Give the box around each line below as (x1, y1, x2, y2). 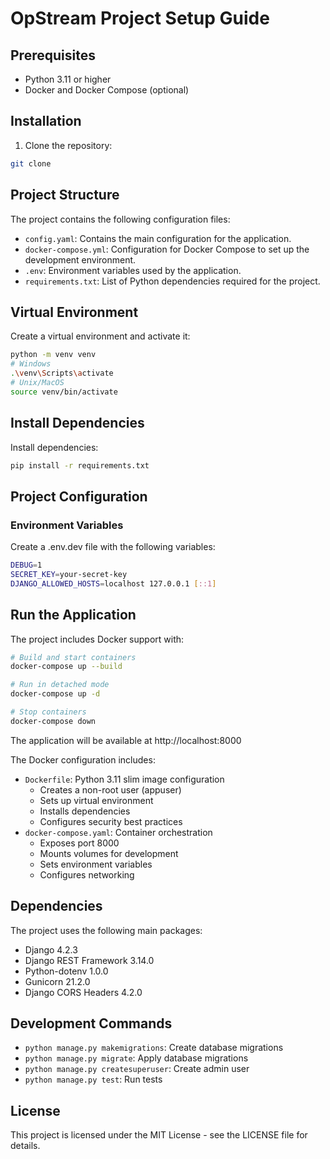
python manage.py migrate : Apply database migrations (24, 1052, 249, 1064)
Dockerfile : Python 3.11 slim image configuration (24, 773, 225, 785)
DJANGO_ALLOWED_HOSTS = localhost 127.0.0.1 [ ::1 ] (10, 578, 217, 589)
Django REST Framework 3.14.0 (24, 954, 155, 966)
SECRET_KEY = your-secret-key (10, 569, 128, 579)
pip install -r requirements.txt (10, 460, 150, 471)
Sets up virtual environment (39, 794, 154, 806)
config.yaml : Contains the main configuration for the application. (24, 232, 292, 244)
